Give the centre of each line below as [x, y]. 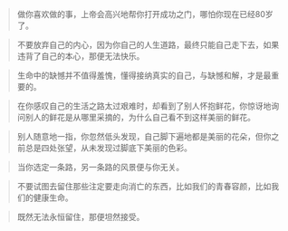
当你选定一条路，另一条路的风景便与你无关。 [101, 167]
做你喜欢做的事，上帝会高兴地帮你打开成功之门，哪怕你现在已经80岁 [145, 14]
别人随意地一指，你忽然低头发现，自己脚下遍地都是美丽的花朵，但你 [144, 136]
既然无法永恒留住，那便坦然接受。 [81, 217]
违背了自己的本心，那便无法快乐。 [81, 56]
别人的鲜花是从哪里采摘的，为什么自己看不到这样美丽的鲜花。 [140, 117]
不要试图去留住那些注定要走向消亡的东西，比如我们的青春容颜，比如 [144, 186]
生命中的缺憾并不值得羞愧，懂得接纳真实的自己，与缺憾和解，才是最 [144, 75]
